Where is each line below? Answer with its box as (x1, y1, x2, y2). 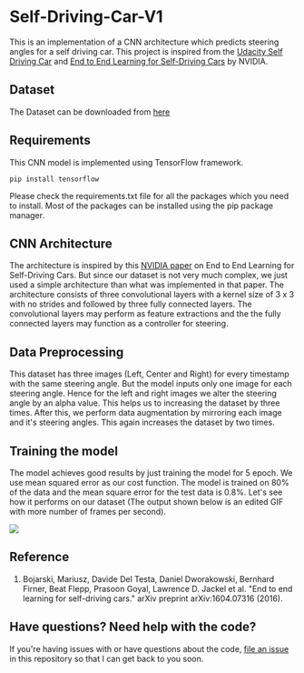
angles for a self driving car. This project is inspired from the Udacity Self (9, 45, 283, 56)
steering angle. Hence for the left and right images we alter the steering (9, 388, 277, 399)
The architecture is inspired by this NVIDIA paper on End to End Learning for (9, 260, 295, 271)
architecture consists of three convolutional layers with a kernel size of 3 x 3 (9, 289, 295, 300)
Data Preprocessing (9, 344, 124, 360)
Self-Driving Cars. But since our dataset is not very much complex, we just (9, 270, 289, 281)
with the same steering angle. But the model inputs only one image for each (9, 378, 292, 389)
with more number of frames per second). (9, 507, 166, 517)
